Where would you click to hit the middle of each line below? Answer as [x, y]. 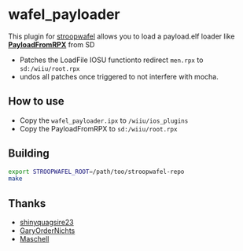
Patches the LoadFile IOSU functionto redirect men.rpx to [111, 60]
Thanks [27, 203]
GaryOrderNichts [47, 231]
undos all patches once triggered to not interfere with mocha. [119, 76]
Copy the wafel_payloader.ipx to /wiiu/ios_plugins [104, 120]
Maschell [34, 239]
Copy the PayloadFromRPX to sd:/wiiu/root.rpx [98, 128]
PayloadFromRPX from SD [52, 44]
